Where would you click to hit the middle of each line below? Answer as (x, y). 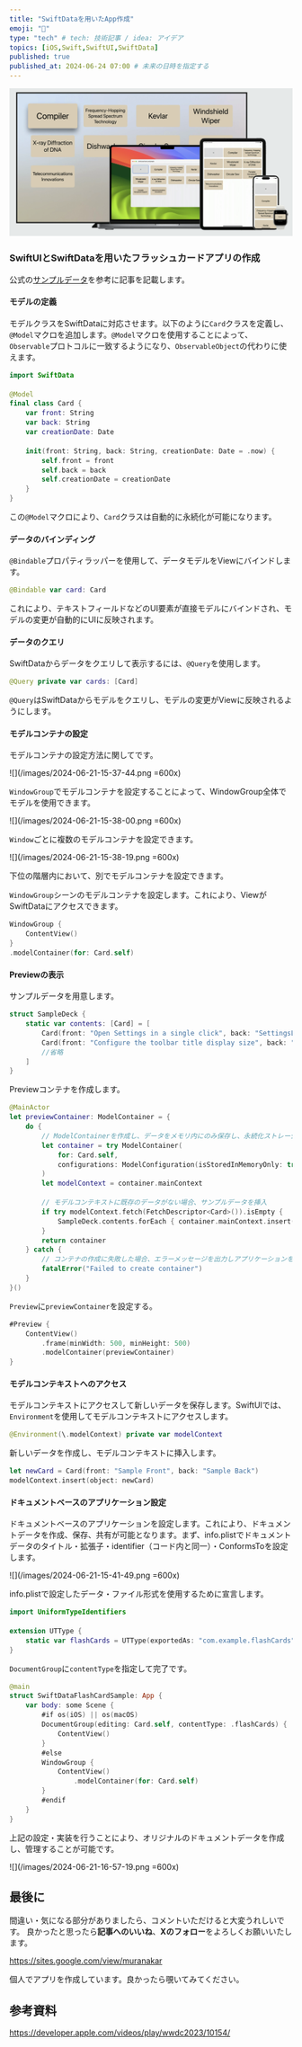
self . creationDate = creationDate (106, 480)
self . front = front (78, 460)
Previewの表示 (37, 975)
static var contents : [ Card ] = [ (88, 1024)
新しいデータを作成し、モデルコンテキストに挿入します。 (115, 1453)
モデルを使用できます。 (53, 803)
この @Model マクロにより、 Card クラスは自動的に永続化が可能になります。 (143, 517)
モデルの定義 (33, 302)
